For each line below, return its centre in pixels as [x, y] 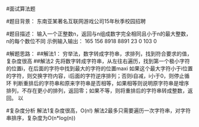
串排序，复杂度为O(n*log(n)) [41, 118]
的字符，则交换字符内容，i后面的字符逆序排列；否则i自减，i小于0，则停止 [95, 76]
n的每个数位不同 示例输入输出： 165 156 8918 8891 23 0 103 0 [81, 41]
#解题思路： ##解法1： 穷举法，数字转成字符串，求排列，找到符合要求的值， [99, 54]
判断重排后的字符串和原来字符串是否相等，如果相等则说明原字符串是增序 [101, 83]
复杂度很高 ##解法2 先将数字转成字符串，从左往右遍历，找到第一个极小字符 [98, 61]
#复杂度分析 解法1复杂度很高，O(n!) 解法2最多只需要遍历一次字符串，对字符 [99, 110]
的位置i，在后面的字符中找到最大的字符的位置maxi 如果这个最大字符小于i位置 [99, 69]
